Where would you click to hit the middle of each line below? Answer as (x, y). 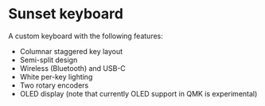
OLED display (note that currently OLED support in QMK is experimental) (138, 93)
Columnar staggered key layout (71, 51)
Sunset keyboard (66, 14)
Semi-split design (49, 60)
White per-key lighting (56, 77)
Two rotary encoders (54, 85)
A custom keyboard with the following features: (86, 36)
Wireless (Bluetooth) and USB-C (72, 68)
